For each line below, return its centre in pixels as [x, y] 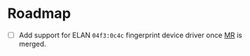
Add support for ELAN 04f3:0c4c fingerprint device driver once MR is [131, 35]
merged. [32, 44]
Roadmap [39, 14]
